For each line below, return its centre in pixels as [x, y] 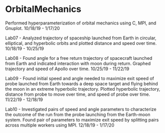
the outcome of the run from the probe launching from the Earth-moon [78, 114]
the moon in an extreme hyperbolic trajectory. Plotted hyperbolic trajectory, [83, 89]
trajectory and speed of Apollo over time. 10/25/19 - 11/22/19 [67, 69]
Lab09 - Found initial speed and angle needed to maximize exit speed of [80, 78]
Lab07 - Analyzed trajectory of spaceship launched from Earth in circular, [81, 38]
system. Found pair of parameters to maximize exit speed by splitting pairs [82, 120]
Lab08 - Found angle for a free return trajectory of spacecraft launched [79, 58]
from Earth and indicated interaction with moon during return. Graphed [78, 63]
